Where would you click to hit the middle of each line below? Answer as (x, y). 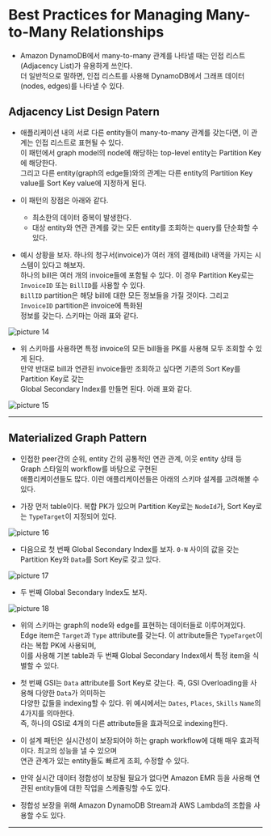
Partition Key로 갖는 (52, 379)
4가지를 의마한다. (47, 713)
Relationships (117, 32)
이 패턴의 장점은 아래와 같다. (64, 200)
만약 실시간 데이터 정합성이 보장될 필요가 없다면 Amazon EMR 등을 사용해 (136, 778)
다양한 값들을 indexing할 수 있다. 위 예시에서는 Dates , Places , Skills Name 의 (140, 702)
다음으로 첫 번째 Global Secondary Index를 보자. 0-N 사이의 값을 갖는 (129, 549)
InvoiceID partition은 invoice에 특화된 (81, 305)
